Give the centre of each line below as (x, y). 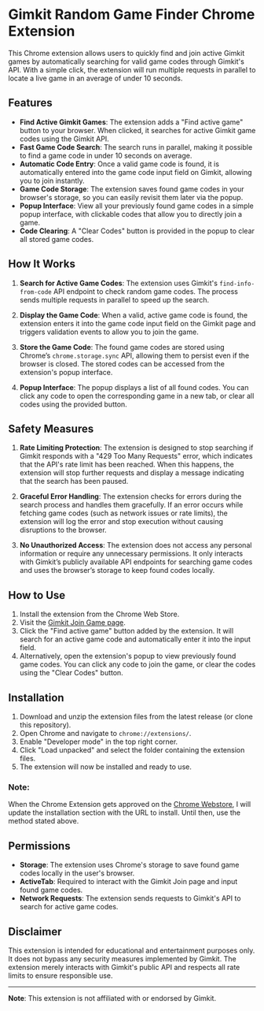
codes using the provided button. (73, 404)
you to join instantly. (52, 180)
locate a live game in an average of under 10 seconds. (95, 78)
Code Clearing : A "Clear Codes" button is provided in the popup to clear (137, 231)
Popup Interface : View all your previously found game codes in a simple (136, 206)
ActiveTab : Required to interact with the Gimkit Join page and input (128, 882)
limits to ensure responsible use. (60, 976)
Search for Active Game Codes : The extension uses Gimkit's (119, 283)
